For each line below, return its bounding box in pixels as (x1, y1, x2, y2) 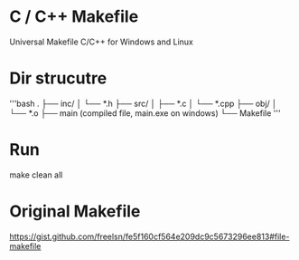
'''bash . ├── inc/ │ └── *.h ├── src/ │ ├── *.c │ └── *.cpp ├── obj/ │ (9, 98, 277, 109)
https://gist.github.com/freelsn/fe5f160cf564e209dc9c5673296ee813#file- (9, 231, 290, 242)
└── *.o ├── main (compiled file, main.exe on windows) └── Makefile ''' (9, 107, 282, 119)
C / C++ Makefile (9, 6, 139, 27)
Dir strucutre (9, 68, 107, 89)
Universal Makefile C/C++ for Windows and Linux (9, 36, 194, 47)
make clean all (9, 169, 63, 180)
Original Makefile (9, 201, 141, 221)
